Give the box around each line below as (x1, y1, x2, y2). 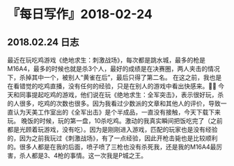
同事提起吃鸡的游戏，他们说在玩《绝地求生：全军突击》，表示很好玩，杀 (19, 91, 224, 99)
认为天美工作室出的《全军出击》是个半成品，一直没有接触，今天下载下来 (13, 108, 221, 116)
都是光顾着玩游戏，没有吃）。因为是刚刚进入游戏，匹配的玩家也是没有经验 (7, 126, 218, 133)
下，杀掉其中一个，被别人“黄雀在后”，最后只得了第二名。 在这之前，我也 (7, 74, 216, 81)
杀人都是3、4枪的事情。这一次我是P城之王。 (19, 151, 148, 160)
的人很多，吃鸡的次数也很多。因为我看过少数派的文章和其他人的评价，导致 (7, 99, 221, 108)
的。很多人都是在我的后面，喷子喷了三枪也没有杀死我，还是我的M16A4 (7, 143, 210, 151)
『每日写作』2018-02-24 (7, 6, 153, 22)
